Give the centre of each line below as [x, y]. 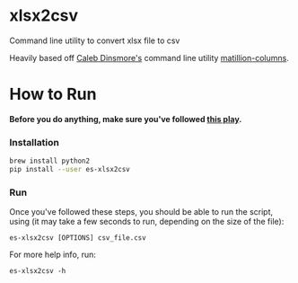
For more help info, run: [53, 255]
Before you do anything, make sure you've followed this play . [126, 119]
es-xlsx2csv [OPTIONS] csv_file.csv [78, 238]
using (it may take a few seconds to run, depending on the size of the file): [147, 222]
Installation [35, 142]
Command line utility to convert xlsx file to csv [95, 40]
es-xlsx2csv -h [38, 271]
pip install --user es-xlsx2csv [70, 170]
